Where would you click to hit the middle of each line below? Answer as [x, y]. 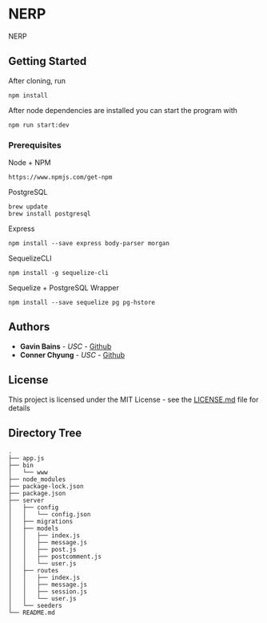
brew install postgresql [50, 214]
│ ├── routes [34, 571]
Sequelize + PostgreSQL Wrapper [64, 288]
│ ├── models [34, 529]
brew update [28, 207]
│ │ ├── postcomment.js [55, 557]
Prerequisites [35, 145]
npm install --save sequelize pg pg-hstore [82, 303]
